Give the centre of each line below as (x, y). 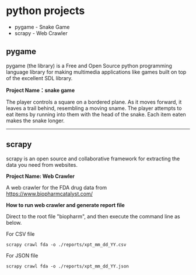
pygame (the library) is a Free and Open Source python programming (89, 66)
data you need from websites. (42, 164)
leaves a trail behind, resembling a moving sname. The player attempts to (94, 108)
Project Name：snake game (40, 90)
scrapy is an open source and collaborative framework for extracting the (93, 159)
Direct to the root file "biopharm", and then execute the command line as (93, 216)
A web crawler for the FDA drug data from (57, 187)
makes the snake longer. (36, 121)
